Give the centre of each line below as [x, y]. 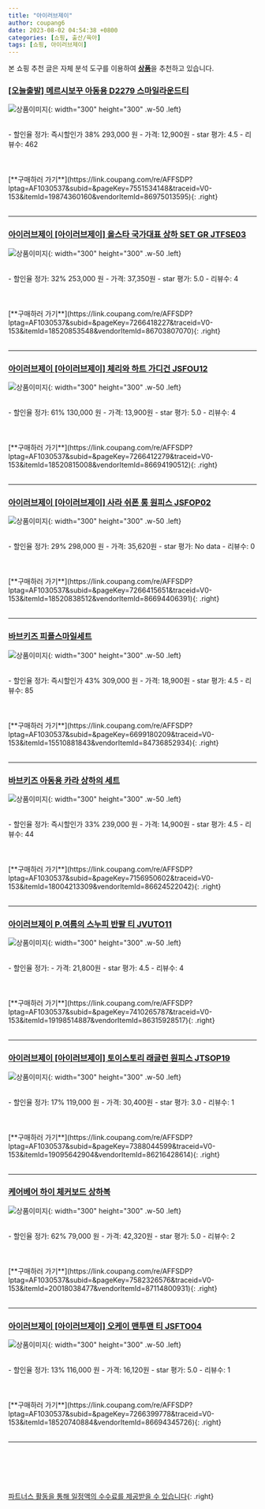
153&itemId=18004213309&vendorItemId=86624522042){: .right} [115, 886]
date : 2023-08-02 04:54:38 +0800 [63, 30]
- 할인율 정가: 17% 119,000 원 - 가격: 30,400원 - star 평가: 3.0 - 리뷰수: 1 [121, 1102]
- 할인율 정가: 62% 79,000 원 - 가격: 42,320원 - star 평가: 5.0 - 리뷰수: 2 [121, 1236]
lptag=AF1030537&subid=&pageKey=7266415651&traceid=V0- [110, 590]
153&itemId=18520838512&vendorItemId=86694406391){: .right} [114, 599]
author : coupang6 [37, 23]
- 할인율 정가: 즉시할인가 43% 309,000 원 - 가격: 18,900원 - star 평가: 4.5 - [126, 680]
